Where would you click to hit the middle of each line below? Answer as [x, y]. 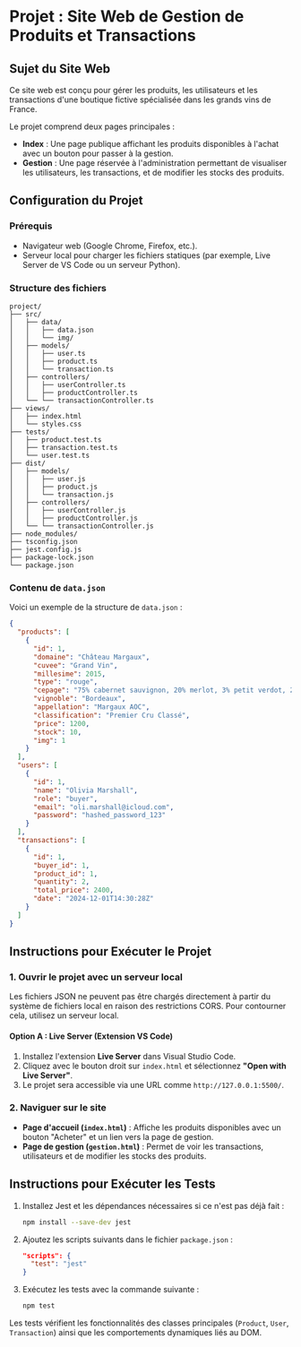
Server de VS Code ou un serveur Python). [101, 264]
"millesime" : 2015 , [69, 674]
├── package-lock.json [52, 557]
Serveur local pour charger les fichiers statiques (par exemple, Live [146, 255]
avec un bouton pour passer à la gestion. [98, 153]
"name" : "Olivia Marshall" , [86, 790]
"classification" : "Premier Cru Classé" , [112, 715]
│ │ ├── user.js [48, 479]
